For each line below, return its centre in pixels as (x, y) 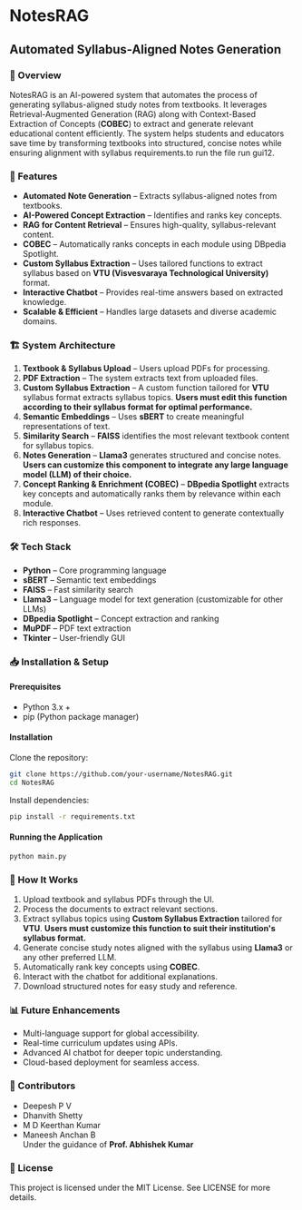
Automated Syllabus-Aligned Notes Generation (146, 49)
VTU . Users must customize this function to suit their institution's (149, 929)
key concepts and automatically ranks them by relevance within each (151, 494)
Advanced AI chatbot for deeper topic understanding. (122, 1053)
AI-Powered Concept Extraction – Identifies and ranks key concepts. (152, 215)
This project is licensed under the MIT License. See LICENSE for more (140, 1187)
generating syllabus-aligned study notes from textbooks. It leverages (138, 104)
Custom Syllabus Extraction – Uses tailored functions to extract (142, 263)
